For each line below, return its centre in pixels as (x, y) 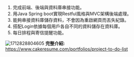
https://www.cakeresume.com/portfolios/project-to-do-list (67, 49)
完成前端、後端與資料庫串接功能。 (48, 7)
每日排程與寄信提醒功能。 (39, 33)
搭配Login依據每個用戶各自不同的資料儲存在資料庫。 (68, 26)
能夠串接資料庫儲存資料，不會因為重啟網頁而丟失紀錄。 (71, 20)
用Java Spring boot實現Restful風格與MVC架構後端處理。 (72, 14)
